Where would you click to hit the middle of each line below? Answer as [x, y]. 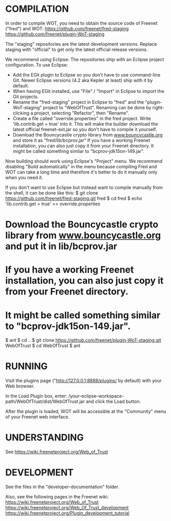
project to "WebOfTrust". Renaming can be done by [97, 107]
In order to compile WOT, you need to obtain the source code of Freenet [81, 23]
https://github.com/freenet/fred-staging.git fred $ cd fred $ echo [74, 198]
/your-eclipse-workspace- [96, 396]
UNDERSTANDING [45, 438]
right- [158, 107]
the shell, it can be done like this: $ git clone [52, 192]
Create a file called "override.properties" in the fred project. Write [82, 118]
